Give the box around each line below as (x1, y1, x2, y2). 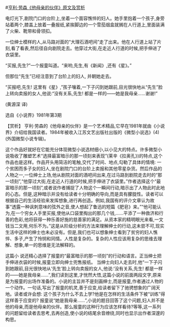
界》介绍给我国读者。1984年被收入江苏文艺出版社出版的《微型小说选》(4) (5, 129, 160, 135)
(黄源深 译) (5, 101, 28, 107)
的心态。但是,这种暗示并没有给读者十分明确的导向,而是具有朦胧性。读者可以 (5, 191, 164, 197)
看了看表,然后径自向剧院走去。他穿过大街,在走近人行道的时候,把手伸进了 (11, 45, 162, 51)
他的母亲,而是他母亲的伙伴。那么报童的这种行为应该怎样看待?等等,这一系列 (5, 304, 161, 310)
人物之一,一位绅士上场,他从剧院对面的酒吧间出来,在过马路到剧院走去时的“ (5, 172, 158, 178)
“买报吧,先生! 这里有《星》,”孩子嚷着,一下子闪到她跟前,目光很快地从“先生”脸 (5, 84, 163, 90)
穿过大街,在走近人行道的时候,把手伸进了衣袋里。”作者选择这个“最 (27, 178, 161, 184)
